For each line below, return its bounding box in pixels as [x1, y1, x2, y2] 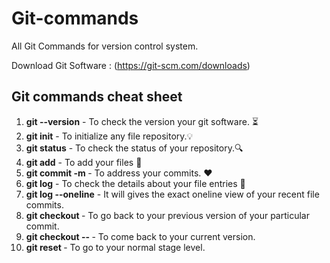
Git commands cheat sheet [11, 88, 183, 106]
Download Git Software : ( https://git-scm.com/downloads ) [11, 59, 251, 71]
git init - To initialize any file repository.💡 [25, 130, 194, 142]
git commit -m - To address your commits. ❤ [25, 167, 213, 179]
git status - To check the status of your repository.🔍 [25, 142, 244, 154]
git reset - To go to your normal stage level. [25, 241, 206, 253]
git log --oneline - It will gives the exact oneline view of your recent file [25, 188, 320, 200]
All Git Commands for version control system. [11, 40, 199, 52]
